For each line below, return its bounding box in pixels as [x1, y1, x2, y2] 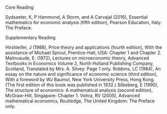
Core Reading [5, 5, 34, 10]
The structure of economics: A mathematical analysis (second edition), [5, 87, 153, 93]
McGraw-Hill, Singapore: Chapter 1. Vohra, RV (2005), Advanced [5, 93, 140, 98]
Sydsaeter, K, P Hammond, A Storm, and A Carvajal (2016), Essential [5, 14, 148, 20]
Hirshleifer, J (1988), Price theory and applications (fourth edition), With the [5, 44, 162, 50]
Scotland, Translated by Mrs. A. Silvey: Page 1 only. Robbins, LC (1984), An [5, 66, 161, 72]
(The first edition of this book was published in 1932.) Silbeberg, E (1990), [5, 82, 158, 88]
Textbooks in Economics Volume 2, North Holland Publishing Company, [5, 61, 154, 66]
